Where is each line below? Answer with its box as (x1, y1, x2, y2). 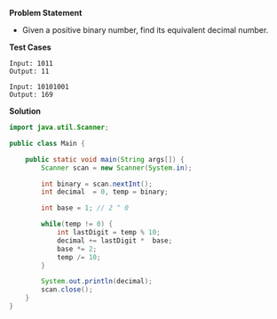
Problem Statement (9, 8, 83, 18)
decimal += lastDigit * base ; (56, 235, 173, 245)
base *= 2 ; (56, 244, 98, 253)
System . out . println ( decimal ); (41, 277, 153, 286)
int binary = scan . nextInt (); (41, 179, 153, 188)
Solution (9, 106, 42, 116)
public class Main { (9, 139, 86, 148)
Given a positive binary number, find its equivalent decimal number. (21, 25, 269, 35)
